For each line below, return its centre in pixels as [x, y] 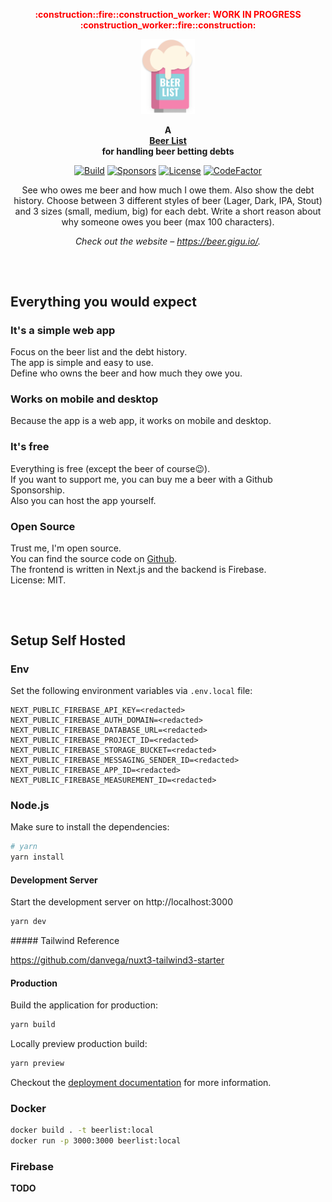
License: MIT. [38, 580]
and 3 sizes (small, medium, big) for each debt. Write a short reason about [168, 211]
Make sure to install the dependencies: [90, 827]
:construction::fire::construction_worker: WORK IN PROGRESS [168, 14]
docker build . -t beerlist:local [82, 1130]
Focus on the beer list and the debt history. [99, 352]
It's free [30, 447]
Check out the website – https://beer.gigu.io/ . [168, 241]
